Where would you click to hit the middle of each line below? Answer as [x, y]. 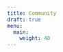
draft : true [24, 20]
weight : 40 [35, 38]
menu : [15, 26]
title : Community [32, 13]
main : [21, 32]
